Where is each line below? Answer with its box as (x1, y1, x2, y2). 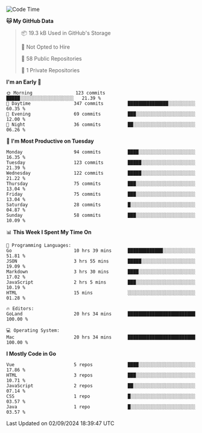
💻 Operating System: (6, 328, 60, 334)
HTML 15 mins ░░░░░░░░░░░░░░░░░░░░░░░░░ (6, 290, 196, 296)
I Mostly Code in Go (6, 350, 56, 357)
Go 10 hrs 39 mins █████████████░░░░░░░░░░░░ (6, 248, 196, 254)
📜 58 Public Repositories (21, 55, 83, 62)
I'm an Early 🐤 (6, 78, 42, 86)
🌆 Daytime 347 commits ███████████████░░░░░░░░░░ (6, 101, 196, 107)
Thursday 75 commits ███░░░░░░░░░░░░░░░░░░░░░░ (6, 181, 196, 187)
